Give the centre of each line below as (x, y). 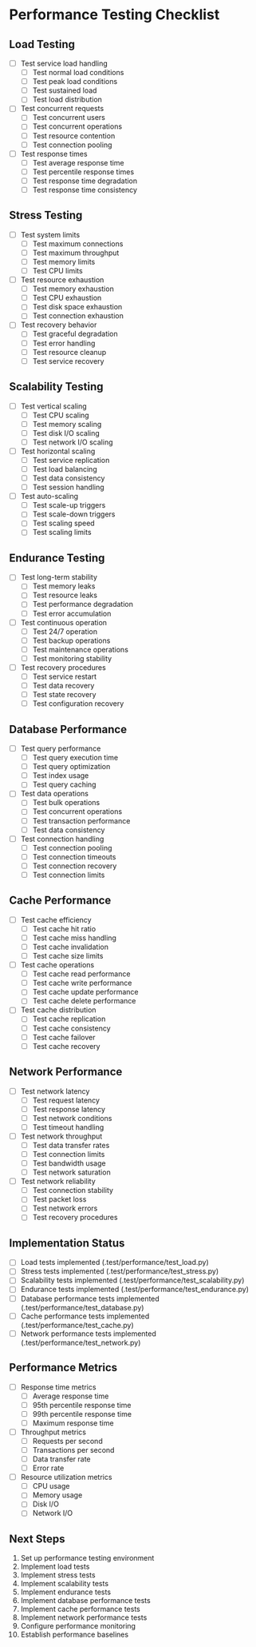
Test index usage (61, 776)
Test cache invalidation (70, 947)
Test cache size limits (68, 956)
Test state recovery (64, 695)
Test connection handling (62, 839)
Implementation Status (67, 1243)
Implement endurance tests (65, 1592)
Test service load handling (64, 63)
